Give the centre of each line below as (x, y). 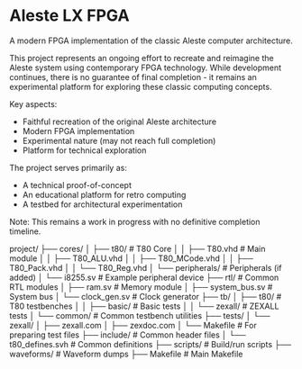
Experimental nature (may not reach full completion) (119, 140)
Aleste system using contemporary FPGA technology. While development (146, 67)
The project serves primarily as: (69, 167)
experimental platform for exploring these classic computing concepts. (141, 86)
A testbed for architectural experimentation (102, 204)
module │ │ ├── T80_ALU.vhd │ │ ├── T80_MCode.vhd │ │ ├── (132, 258)
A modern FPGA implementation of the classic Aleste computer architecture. (151, 40)
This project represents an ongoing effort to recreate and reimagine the (142, 58)
